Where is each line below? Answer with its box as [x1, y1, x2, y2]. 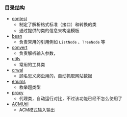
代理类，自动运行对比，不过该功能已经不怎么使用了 [19, 95, 123, 101]
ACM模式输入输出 [19, 107, 55, 113]
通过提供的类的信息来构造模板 [19, 28, 79, 34]
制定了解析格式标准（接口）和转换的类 [19, 22, 97, 27]
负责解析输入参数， [19, 50, 58, 56]
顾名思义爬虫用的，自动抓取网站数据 [19, 73, 93, 79]
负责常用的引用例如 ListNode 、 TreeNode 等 [19, 39, 105, 45]
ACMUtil [11, 101, 29, 107]
